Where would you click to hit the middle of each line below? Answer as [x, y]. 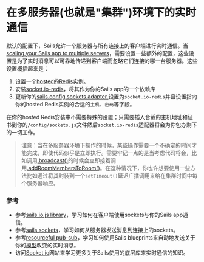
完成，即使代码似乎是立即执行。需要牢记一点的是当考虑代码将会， [109, 153]
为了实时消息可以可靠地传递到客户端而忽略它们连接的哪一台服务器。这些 [107, 61]
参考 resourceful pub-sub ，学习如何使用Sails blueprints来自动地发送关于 [105, 238]
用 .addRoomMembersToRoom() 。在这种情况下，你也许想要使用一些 [106, 168]
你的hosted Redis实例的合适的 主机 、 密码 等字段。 [75, 104]
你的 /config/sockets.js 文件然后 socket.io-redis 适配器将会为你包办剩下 [107, 125]
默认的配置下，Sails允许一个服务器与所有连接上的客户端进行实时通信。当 [97, 46]
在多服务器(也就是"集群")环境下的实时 [101, 12]
